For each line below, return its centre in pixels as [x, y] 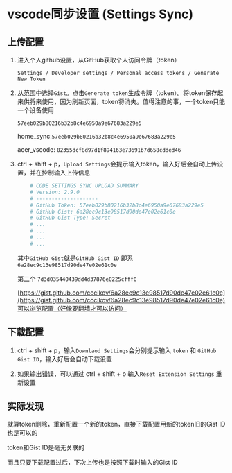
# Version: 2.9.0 [55, 192]
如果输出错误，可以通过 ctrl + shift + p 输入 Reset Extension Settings [116, 373]
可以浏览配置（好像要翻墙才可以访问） [72, 308]
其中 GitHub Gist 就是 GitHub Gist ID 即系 [75, 258]
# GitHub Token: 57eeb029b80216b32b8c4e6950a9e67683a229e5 [117, 205]
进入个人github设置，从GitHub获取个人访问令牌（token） [99, 60]
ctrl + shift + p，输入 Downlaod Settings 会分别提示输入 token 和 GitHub [117, 350]
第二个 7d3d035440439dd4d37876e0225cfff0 [77, 279]
